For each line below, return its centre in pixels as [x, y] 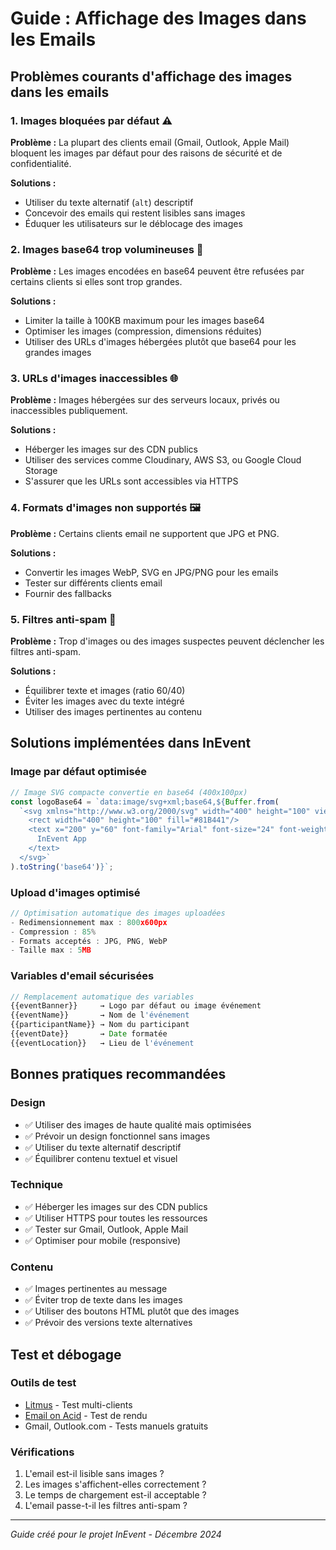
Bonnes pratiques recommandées [118, 1074]
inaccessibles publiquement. [69, 411]
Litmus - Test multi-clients [78, 1404]
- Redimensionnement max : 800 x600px [89, 922]
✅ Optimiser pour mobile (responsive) [103, 1240]
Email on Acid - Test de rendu [86, 1415]
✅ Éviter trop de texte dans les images [103, 1300]
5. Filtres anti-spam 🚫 [63, 619]
